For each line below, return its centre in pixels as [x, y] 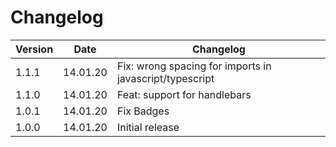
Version [34, 49]
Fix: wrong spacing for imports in [194, 66]
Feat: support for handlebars [184, 94]
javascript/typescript [165, 78]
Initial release [148, 127]
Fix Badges [143, 111]
